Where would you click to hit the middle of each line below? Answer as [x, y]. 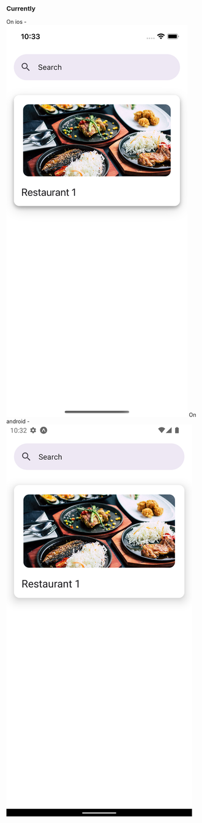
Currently [21, 9]
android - [18, 421]
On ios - [17, 22]
